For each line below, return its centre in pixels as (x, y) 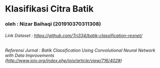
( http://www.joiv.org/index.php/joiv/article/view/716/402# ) (64, 61)
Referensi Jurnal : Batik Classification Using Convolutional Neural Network (80, 50)
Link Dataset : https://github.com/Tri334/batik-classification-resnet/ (74, 35)
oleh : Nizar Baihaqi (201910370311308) (53, 24)
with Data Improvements (30, 55)
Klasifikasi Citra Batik (49, 9)
